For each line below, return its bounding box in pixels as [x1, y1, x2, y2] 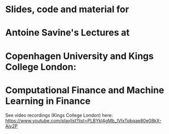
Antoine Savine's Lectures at [5, 27, 130, 39]
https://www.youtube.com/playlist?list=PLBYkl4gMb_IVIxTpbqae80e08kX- [5, 117, 162, 123]
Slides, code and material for [5, 4, 129, 15]
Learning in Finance [5, 95, 91, 106]
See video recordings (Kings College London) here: [5, 112, 113, 118]
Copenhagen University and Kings [5, 50, 154, 62]
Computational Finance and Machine [5, 84, 164, 96]
